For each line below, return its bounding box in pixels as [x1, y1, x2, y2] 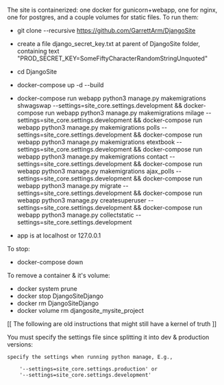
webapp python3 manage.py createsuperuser [16, 196, 147, 205]
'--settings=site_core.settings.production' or [19, 366, 158, 373]
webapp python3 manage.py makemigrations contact [16, 152, 169, 161]
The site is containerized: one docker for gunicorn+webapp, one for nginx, [7, 6, 218, 14]
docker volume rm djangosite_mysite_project [16, 307, 144, 314]
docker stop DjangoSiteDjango [16, 292, 104, 300]
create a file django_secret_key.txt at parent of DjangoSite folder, [16, 40, 201, 47]
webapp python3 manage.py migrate [16, 182, 122, 189]
